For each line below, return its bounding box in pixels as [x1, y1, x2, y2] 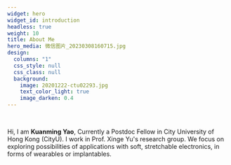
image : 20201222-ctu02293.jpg [20, 82, 109, 89]
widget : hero [7, 10, 46, 17]
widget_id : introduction [7, 17, 80, 24]
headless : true [7, 23, 52, 30]
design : [7, 50, 30, 57]
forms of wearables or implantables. [7, 150, 112, 158]
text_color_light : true [20, 88, 90, 95]
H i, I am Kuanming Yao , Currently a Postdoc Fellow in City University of [7, 127, 214, 136]
